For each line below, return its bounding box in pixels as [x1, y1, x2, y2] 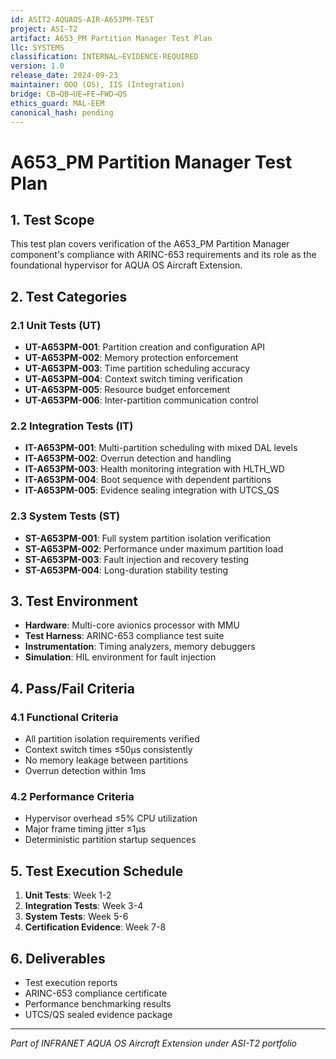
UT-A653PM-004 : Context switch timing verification [24, 373, 243, 385]
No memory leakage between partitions [24, 754, 189, 766]
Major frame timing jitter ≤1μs [24, 823, 147, 835]
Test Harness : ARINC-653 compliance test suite [24, 630, 225, 642]
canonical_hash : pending [10, 107, 114, 118]
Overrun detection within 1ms [24, 765, 147, 777]
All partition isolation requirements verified [24, 733, 200, 745]
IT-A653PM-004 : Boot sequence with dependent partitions [24, 474, 272, 486]
